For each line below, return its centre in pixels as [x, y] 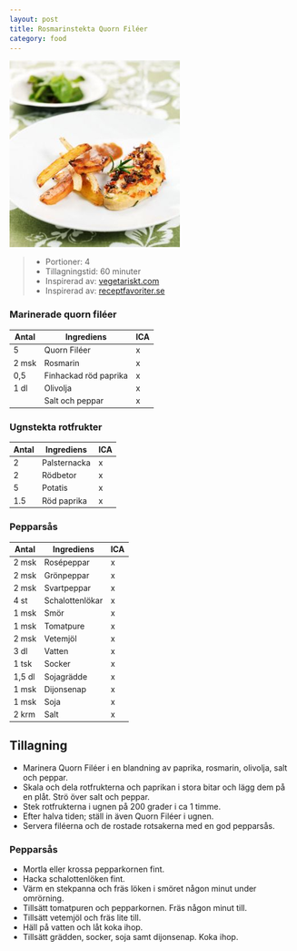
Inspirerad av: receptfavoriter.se [105, 291]
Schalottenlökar [74, 600]
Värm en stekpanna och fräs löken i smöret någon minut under [139, 888]
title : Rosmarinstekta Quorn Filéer [79, 29]
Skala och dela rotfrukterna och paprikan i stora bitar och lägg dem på [154, 787]
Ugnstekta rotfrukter [56, 426]
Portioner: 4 [68, 262]
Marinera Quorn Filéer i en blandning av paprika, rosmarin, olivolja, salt [155, 767]
